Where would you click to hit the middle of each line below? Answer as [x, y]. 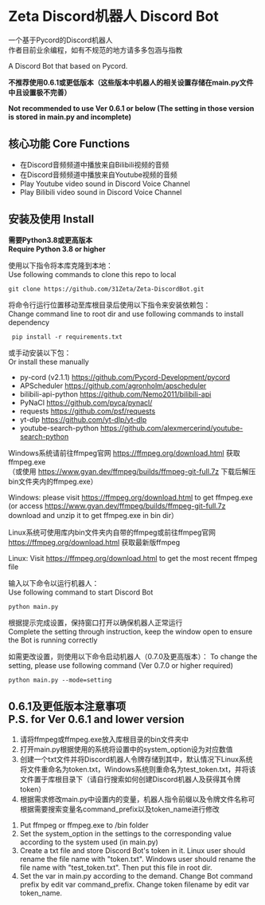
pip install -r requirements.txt [67, 337]
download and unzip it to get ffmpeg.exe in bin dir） [94, 515]
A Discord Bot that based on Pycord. [68, 65]
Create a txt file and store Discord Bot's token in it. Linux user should [132, 851]
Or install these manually [49, 362]
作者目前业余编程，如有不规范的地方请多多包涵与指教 [95, 49]
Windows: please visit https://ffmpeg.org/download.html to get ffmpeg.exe [131, 497]
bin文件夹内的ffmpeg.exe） [53, 481]
